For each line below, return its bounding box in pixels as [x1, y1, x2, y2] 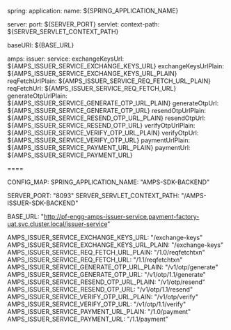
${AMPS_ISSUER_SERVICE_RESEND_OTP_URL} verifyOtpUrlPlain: [7, 121, 196, 129]
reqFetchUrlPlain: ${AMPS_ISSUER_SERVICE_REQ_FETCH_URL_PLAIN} [7, 77, 211, 85]
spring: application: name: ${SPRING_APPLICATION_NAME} [7, 7, 179, 15]
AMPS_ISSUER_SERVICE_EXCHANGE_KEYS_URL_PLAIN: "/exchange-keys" [7, 241, 224, 249]
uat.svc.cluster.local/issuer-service [7, 220, 108, 228]
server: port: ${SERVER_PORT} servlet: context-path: [7, 20, 160, 28]
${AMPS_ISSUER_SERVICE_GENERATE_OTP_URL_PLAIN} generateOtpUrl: [7, 99, 219, 107]
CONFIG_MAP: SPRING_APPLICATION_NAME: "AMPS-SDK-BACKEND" [7, 178, 210, 186]
